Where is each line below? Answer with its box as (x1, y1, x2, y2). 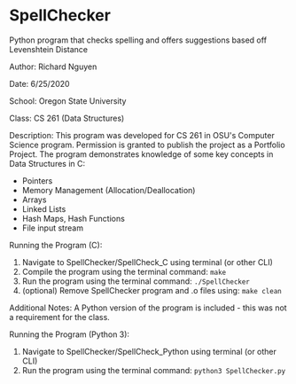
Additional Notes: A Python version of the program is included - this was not (9, 302, 287, 313)
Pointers (21, 175, 53, 186)
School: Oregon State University (9, 95, 127, 106)
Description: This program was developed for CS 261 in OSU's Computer (9, 129, 275, 140)
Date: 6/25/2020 (9, 78, 70, 89)
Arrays (21, 194, 47, 205)
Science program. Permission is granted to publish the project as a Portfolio (9, 139, 285, 150)
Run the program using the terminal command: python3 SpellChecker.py (21, 364, 286, 375)
